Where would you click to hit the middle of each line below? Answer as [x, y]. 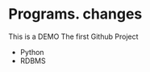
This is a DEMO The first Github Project [73, 36]
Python [32, 52]
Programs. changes [75, 14]
